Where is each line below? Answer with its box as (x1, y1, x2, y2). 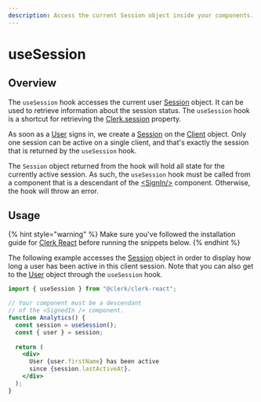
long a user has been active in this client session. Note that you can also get (8, 261, 254, 271)
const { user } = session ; (15, 328, 103, 336)
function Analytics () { (8, 314, 86, 322)
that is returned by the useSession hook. (8, 146, 137, 155)
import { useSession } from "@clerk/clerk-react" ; (8, 285, 177, 293)
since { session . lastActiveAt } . (28, 365, 132, 373)
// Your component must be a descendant (8, 299, 143, 307)
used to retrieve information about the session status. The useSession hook (8, 105, 251, 115)
